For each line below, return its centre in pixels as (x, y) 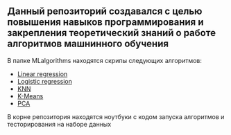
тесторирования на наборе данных (59, 124)
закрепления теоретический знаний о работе (112, 33)
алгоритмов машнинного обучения (88, 44)
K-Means (30, 96)
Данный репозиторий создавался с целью (105, 11)
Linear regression (42, 74)
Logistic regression (45, 81)
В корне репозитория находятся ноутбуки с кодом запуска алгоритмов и (116, 116)
